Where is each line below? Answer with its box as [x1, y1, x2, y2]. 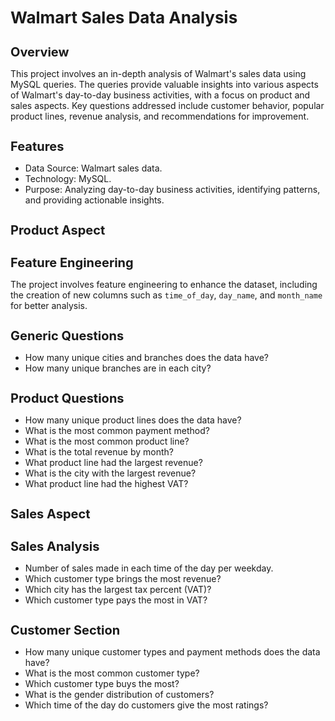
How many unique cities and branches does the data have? [24, 352, 270, 364]
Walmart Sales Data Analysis [10, 7, 238, 28]
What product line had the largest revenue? [24, 457, 203, 469]
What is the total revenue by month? [24, 446, 174, 458]
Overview [10, 44, 70, 61]
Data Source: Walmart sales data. [24, 162, 163, 174]
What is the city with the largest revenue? [24, 467, 197, 479]
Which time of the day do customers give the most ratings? [24, 699, 269, 711]
